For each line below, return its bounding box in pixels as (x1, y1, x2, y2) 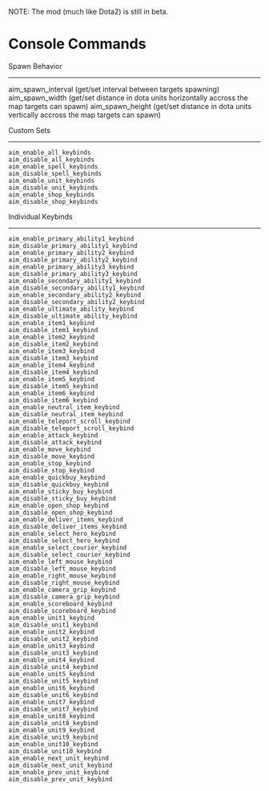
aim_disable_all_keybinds (8, 156, 94, 164)
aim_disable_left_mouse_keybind (8, 565, 116, 573)
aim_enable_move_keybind (8, 445, 91, 453)
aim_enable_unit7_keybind (8, 698, 94, 706)
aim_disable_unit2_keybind (8, 635, 98, 643)
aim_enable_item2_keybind (8, 333, 94, 341)
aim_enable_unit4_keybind (8, 655, 94, 664)
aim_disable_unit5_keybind (8, 677, 98, 685)
